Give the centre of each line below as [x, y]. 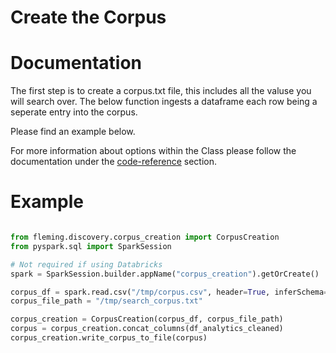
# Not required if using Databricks [86, 264]
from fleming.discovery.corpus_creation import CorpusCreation [145, 237]
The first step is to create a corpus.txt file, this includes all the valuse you [161, 91]
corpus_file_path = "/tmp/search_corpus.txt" [106, 301]
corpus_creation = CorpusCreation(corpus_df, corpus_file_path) [147, 319]
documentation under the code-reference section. [113, 162]
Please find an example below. [73, 132]
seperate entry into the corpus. [74, 112]
